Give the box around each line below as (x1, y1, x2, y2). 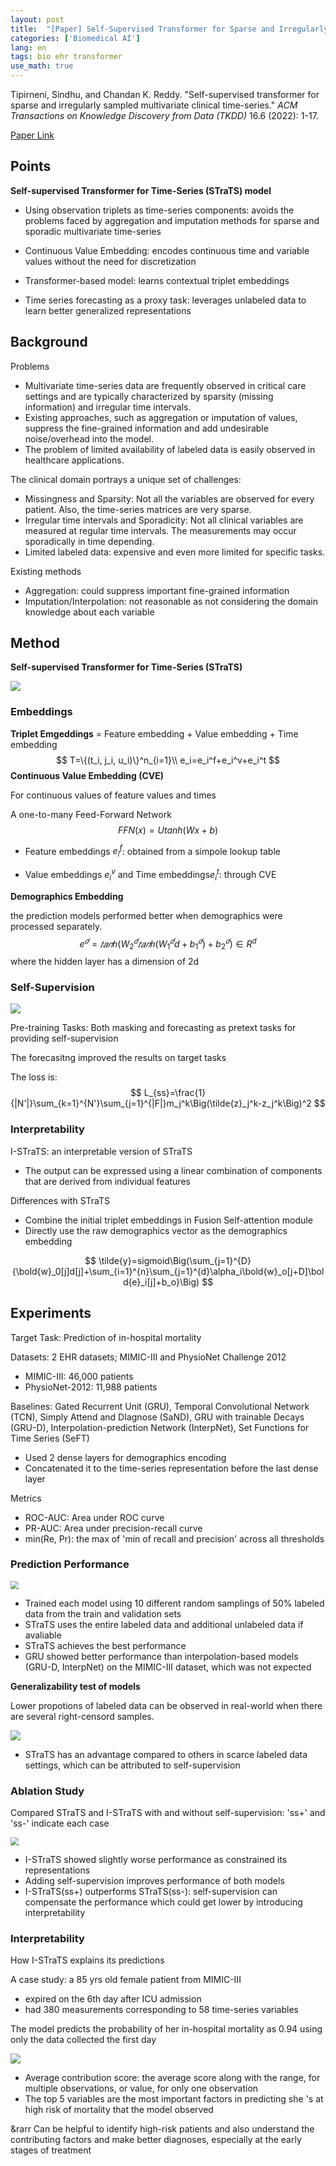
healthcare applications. (24, 454, 125, 466)
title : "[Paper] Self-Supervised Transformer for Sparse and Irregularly (10, 24, 329, 34)
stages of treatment (10, 2144, 92, 2156)
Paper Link (10, 129, 55, 141)
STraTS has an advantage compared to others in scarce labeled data (24, 1748, 308, 1760)
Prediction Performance (10, 1557, 130, 1571)
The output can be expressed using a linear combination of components (24, 1164, 323, 1176)
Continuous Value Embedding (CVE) (10, 769, 165, 781)
